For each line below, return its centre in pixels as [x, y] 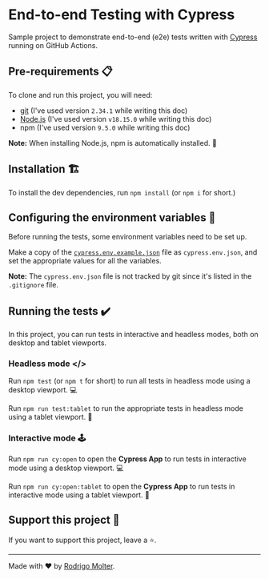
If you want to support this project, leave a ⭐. [82, 540]
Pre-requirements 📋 [61, 72]
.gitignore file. [33, 285]
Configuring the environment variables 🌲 [112, 217]
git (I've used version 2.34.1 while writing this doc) [104, 111]
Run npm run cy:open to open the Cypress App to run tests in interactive [127, 459]
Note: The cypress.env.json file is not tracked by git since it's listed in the [130, 276]
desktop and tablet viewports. [57, 343]
